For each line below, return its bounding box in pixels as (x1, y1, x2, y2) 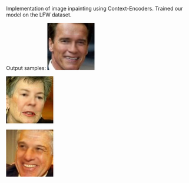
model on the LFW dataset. (6, 11, 72, 18)
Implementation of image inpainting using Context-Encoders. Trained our (6, 5, 184, 12)
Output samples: (6, 65, 46, 71)
